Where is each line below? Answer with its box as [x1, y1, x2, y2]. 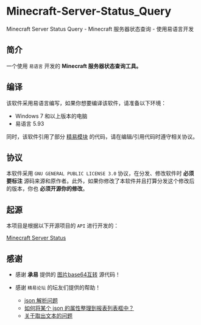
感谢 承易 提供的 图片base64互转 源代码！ [15, 271, 121, 278]
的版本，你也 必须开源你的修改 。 [6, 185, 88, 192]
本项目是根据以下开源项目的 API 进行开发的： [6, 222, 119, 230]
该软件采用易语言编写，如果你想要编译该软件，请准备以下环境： [6, 99, 166, 106]
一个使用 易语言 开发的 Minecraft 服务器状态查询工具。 [6, 62, 142, 70]
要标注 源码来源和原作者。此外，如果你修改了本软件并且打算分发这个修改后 [6, 177, 195, 184]
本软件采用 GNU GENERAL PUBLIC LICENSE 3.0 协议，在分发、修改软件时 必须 [6, 170, 194, 177]
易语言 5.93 [15, 120, 44, 127]
